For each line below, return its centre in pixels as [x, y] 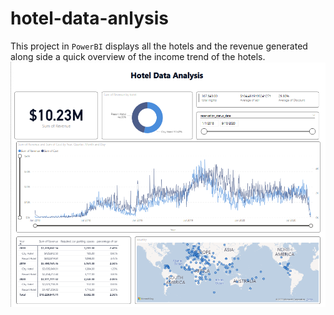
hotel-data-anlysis [89, 18]
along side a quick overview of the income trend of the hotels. [138, 56]
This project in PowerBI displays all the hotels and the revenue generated [159, 46]
